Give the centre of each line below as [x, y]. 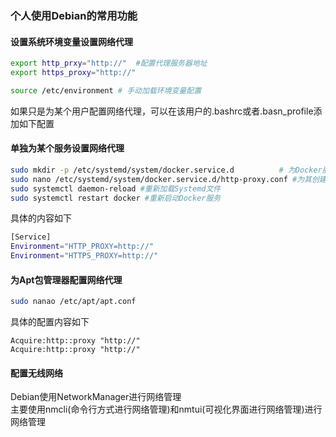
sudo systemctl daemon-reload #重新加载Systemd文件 [116, 188]
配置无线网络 [36, 373]
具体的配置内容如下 [50, 322]
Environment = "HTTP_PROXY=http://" [82, 247]
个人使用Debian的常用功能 [74, 15]
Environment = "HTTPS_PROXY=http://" [84, 256]
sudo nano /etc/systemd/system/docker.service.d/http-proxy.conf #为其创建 [168, 179]
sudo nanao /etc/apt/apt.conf [73, 302]
